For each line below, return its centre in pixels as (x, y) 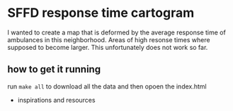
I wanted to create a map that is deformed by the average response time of (117, 32)
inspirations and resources (56, 100)
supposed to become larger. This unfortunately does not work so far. (108, 47)
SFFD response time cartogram (101, 13)
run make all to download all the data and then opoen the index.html (107, 86)
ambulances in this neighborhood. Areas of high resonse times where (109, 39)
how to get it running (54, 69)
